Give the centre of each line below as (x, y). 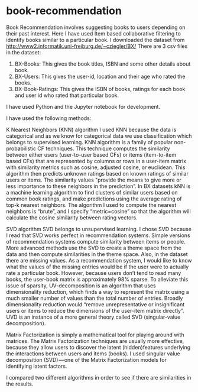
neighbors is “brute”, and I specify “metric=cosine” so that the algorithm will (98, 211)
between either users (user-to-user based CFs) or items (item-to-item (91, 154)
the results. (20, 384)
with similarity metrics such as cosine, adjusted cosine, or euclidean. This (96, 167)
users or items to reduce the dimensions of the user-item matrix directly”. (95, 310)
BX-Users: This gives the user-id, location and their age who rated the (100, 76)
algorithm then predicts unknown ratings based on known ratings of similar (98, 173)
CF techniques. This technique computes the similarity (104, 148)
